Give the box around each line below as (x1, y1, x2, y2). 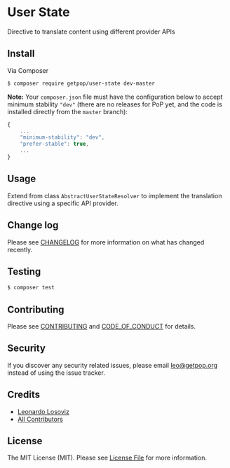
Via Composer (7, 66, 49, 74)
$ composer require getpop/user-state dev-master (7, 80, 156, 87)
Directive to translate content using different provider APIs (7, 27, 175, 36)
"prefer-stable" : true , (20, 141, 90, 148)
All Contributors (17, 415, 63, 423)
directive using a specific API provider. (7, 199, 119, 207)
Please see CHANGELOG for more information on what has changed (7, 238, 205, 246)
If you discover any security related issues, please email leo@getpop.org (7, 361, 218, 369)
